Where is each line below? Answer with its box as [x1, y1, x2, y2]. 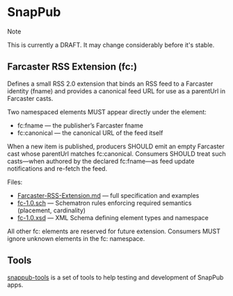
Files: [7, 178, 23, 186]
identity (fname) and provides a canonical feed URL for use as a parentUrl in [7, 86, 226, 95]
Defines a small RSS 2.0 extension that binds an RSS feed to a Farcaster [7, 79, 214, 88]
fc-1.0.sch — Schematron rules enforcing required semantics [17, 198, 192, 207]
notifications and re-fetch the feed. [7, 164, 108, 173]
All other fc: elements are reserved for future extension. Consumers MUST [7, 227, 220, 235]
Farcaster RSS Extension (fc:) [7, 61, 138, 73]
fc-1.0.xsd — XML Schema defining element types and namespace [17, 213, 209, 221]
